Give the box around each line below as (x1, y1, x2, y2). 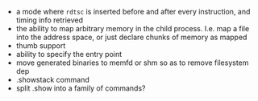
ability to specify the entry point (15, 50, 123, 59)
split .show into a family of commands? (15, 83, 146, 93)
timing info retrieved (15, 15, 83, 25)
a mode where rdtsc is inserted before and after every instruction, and (15, 7, 251, 16)
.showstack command (15, 75, 90, 84)
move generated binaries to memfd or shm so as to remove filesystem (15, 58, 249, 67)
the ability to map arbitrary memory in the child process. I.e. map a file (15, 24, 250, 33)
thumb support (15, 41, 66, 50)
